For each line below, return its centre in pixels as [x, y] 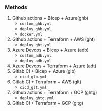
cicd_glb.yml [33, 77]
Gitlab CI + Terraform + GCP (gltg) [48, 103]
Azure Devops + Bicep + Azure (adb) [50, 50]
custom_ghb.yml [35, 24]
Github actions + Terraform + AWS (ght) [54, 39]
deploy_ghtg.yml [37, 98]
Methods [16, 7]
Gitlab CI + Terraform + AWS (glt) [47, 82]
